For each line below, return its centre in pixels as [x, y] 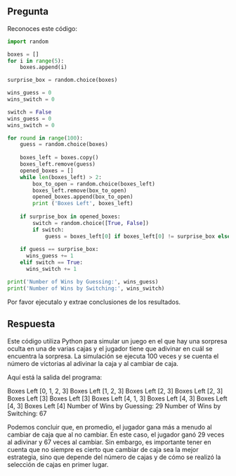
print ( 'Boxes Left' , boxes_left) [83, 204]
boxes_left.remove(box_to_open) [80, 190]
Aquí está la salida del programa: [55, 377]
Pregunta [28, 12]
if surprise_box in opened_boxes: [70, 217]
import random [28, 42]
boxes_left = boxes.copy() [59, 158]
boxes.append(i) [44, 67]
